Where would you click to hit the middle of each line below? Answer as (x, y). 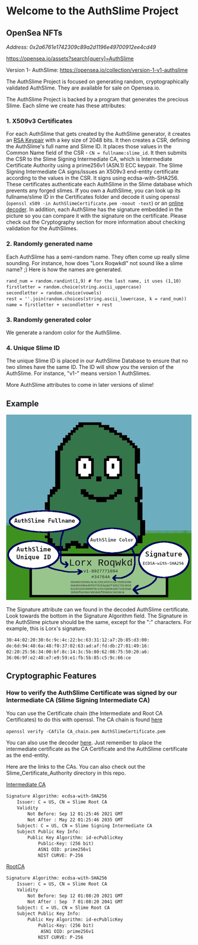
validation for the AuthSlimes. (42, 228)
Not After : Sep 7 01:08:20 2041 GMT (75, 902)
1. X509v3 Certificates (39, 121)
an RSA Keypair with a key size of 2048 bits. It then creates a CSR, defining (98, 140)
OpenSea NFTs (34, 33)
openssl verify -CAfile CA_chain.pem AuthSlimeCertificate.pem (86, 731)
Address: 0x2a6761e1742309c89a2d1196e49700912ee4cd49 (81, 47)
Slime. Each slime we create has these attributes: (66, 106)
